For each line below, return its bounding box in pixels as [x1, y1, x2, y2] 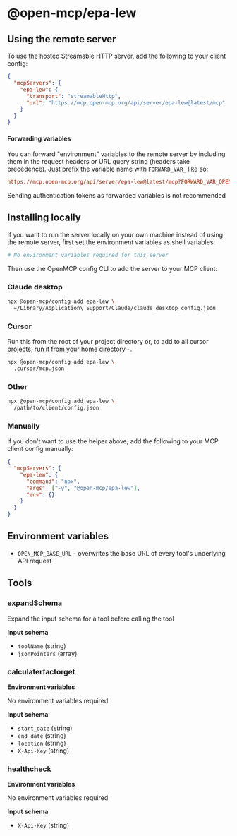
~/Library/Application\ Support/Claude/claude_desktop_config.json [13, 304, 217, 311]
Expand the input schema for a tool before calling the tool [7, 614, 174, 623]
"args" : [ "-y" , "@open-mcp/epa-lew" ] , [25, 484, 140, 491]
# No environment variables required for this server [7, 251, 169, 258]
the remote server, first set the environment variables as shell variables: [7, 238, 216, 246]
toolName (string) [17, 641, 66, 650]
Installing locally [7, 212, 81, 224]
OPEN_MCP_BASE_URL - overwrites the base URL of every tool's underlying [17, 549, 226, 557]
